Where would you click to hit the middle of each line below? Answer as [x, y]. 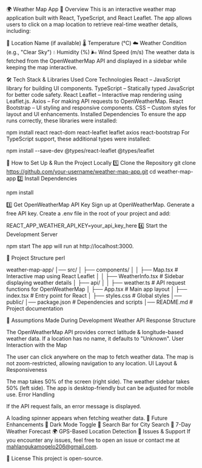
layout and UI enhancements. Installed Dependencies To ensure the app [96, 114]
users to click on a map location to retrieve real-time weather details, [92, 24]
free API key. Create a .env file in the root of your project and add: [89, 213]
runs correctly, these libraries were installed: [62, 120]
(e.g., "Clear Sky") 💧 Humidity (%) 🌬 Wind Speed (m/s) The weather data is [101, 52]
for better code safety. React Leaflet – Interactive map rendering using [94, 95]
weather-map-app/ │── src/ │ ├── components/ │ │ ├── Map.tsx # [92, 270]
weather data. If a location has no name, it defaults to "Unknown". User [95, 338]
